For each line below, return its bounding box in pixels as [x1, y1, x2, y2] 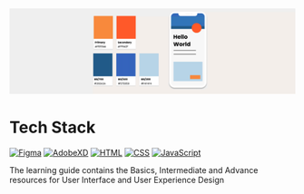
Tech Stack [9, 117, 96, 138]
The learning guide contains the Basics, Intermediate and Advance [9, 165, 259, 176]
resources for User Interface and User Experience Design [9, 175, 225, 186]
